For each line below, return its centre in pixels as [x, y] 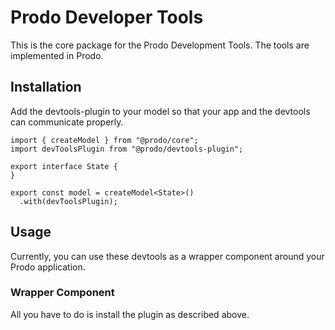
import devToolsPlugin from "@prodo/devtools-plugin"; [127, 149]
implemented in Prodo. [57, 55]
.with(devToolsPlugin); [68, 201]
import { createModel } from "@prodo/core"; [104, 140]
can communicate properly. [67, 122]
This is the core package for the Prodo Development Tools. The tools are [160, 45]
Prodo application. [48, 267]
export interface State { [64, 166]
